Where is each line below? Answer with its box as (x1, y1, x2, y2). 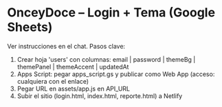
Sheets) (7, 19, 53, 35)
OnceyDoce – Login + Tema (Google (7, 5, 215, 21)
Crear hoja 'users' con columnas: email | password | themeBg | (16, 55, 196, 63)
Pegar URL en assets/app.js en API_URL (16, 84, 131, 93)
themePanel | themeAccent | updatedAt (16, 62, 129, 71)
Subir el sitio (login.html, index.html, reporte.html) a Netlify (16, 91, 183, 100)
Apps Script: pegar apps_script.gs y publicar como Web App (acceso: (16, 70, 215, 78)
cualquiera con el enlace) (16, 77, 89, 85)
